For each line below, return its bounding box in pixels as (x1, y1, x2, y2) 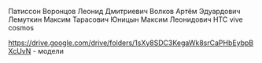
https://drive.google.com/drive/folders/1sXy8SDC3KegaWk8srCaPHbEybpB (8, 38, 254, 47)
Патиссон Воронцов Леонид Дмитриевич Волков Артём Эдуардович (8, 7, 241, 16)
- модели (32, 47, 65, 55)
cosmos (8, 23, 34, 32)
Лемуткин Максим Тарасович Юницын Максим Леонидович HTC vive (8, 15, 243, 24)
